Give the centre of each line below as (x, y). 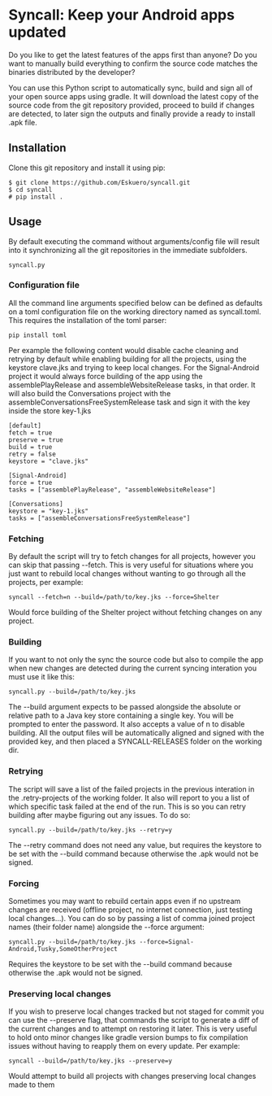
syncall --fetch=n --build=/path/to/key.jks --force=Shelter (114, 597)
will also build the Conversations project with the (90, 393)
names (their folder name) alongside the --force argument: (106, 927)
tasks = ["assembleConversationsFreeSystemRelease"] (99, 518)
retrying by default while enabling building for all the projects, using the (127, 359)
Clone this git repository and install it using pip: (87, 168)
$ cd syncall (30, 190)
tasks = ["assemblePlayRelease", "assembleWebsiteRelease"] (112, 490)
